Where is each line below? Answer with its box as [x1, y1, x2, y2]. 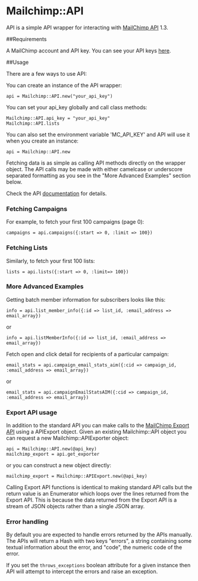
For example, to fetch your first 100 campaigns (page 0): [6, 218, 144, 225]
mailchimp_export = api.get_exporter [6, 452, 100, 458]
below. [6, 178, 23, 186]
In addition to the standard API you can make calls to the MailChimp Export [6, 422, 190, 429]
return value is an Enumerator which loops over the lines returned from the [6, 490, 189, 497]
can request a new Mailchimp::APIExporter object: [6, 434, 129, 442]
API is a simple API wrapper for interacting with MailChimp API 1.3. [6, 24, 168, 31]
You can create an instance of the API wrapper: [6, 82, 122, 89]
